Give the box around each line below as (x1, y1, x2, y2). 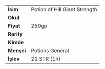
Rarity (8, 30, 23, 38)
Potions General (31, 47, 69, 54)
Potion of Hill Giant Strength (31, 6, 97, 13)
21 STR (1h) (31, 55, 61, 62)
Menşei (8, 47, 26, 54)
